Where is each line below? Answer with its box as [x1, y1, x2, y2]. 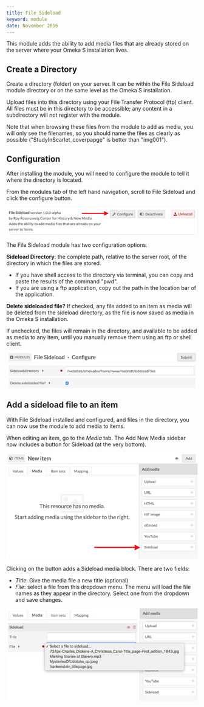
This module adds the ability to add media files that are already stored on [6, 40, 189, 47]
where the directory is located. [6, 176, 83, 184]
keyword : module [6, 16, 47, 22]
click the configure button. [6, 195, 73, 202]
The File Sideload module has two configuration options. [6, 241, 148, 249]
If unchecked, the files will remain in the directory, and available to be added [6, 327, 197, 334]
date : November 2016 [6, 22, 59, 29]
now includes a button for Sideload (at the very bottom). [6, 441, 147, 448]
